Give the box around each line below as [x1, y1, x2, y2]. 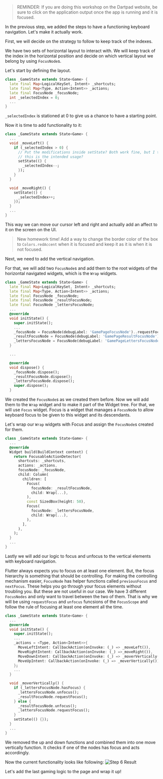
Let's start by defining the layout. [5, 68, 71, 73]
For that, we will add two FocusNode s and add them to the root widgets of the [5, 265, 158, 271]
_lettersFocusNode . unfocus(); [17, 690, 79, 694]
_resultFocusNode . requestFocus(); [17, 694, 88, 699]
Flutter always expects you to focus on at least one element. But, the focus [5, 568, 154, 573]
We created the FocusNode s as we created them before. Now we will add [5, 397, 149, 402]
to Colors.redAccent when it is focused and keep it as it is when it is [16, 241, 152, 247]
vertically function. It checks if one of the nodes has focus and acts [5, 744, 140, 750]
